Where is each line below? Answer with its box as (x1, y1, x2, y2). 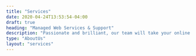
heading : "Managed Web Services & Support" (6, 24, 114, 31)
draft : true (6, 19, 35, 25)
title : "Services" (6, 8, 51, 15)
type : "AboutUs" (6, 36, 46, 41)
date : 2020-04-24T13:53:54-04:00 (6, 14, 88, 20)
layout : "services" (6, 41, 54, 47)
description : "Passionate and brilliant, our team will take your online (6, 30, 191, 36)
